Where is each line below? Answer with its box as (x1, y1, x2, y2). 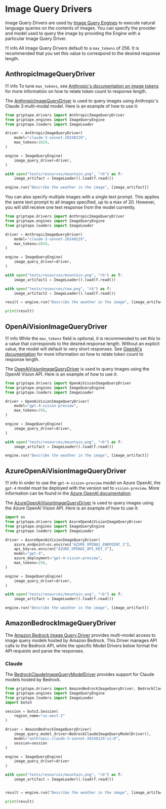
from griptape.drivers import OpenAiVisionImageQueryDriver (5, 381, 132, 385)
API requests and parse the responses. (5, 648, 84, 654)
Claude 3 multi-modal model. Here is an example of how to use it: (5, 103, 138, 109)
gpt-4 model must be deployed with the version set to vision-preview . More (5, 485, 160, 491)
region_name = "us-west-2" (14, 713, 65, 719)
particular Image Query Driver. (5, 36, 67, 41)
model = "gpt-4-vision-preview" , (14, 403, 79, 408)
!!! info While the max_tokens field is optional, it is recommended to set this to (5, 335, 161, 341)
